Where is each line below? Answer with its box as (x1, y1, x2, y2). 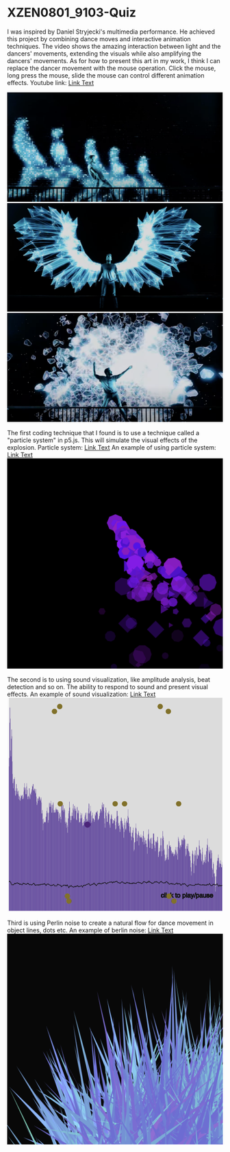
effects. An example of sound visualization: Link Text (7, 690, 156, 698)
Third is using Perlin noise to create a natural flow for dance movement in (7, 919, 214, 927)
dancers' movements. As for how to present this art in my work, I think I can (7, 56, 220, 65)
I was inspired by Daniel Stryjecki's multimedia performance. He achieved (7, 27, 216, 36)
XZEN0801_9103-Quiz (7, 5, 137, 21)
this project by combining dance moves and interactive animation (7, 34, 192, 43)
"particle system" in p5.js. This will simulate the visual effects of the (7, 436, 198, 444)
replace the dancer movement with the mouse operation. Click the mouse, (7, 64, 216, 72)
